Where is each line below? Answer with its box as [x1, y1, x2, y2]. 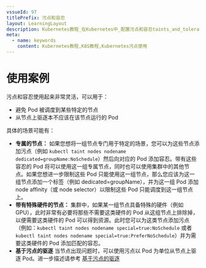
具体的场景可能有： [6, 126, 55, 134]
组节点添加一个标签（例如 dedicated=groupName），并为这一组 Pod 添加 [15, 178, 199, 185]
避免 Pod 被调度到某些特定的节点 [15, 105, 99, 113]
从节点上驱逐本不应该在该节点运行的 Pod [15, 113, 118, 121]
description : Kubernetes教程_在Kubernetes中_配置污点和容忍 [6, 26, 153, 33]
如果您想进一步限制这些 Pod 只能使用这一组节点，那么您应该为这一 [26, 170, 195, 178]
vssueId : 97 [6, 9, 37, 15]
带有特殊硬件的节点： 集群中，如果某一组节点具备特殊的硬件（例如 [15, 201, 184, 209]
